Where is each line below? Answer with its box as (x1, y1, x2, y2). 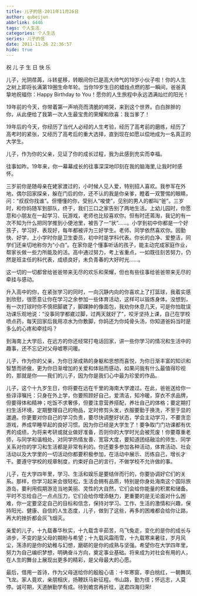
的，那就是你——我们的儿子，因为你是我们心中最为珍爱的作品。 (6, 372, 160, 379)
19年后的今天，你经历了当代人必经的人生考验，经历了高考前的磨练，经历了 (6, 123, 186, 130)
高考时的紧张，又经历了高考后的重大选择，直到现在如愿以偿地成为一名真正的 (6, 130, 191, 137)
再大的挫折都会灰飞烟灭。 (6, 514, 68, 521)
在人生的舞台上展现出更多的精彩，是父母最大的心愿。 (6, 556, 135, 563)
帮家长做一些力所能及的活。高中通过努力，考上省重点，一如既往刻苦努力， (6, 248, 186, 255)
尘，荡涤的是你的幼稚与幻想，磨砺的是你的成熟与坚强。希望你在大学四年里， (6, 541, 191, 548)
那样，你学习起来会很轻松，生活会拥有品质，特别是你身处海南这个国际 (16, 477, 186, 484)
